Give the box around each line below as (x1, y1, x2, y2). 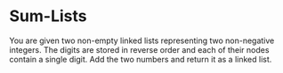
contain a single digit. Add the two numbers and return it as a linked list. (9, 54, 272, 64)
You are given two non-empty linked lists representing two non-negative (9, 35, 275, 46)
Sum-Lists (9, 6, 87, 26)
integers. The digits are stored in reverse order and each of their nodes (9, 44, 270, 55)
